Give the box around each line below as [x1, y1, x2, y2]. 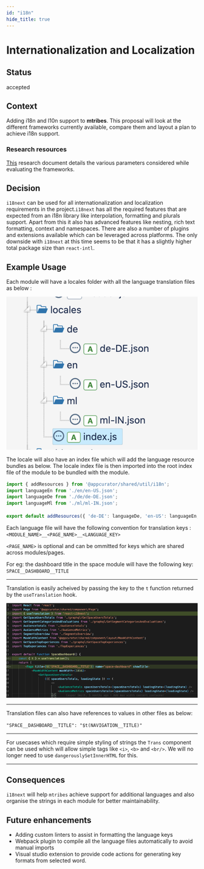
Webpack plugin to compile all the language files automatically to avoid [15, 837, 193, 845]
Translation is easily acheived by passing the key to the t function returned [6, 584, 194, 592]
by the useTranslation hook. [6, 591, 78, 598]
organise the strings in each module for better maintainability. [6, 797, 160, 805]
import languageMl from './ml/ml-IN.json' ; [6, 500, 118, 507]
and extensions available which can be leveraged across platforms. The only [6, 232, 198, 239]
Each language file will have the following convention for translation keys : [6, 524, 191, 531]
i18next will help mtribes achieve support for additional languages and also [6, 791, 194, 799]
